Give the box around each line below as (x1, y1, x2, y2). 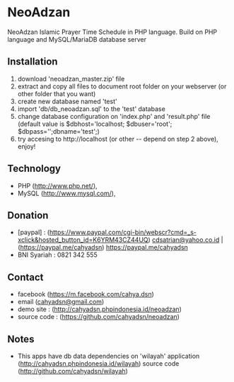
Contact (7, 271, 44, 283)
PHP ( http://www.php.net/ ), (17, 181, 98, 190)
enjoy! (17, 142, 36, 151)
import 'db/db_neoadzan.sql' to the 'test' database (17, 104, 166, 113)
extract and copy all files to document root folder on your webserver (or (17, 82, 227, 91)
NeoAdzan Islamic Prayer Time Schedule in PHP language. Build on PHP (7, 28, 218, 36)
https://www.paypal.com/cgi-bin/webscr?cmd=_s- (49, 228, 197, 237)
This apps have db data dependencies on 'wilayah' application (17, 352, 200, 360)
